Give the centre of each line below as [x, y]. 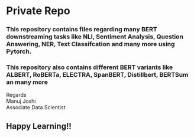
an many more [27, 82]
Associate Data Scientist [36, 107]
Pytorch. [19, 51]
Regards [16, 95]
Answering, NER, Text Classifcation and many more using [90, 44]
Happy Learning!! [39, 126]
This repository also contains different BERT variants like [90, 67]
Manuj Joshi [21, 101]
